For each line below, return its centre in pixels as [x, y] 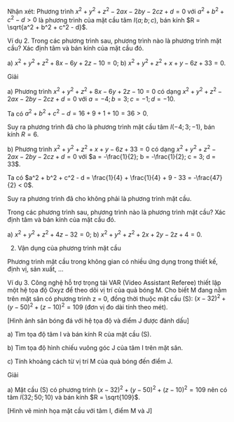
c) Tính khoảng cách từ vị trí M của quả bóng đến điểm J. [90, 361]
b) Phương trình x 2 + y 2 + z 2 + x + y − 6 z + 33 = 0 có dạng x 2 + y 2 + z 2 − [112, 148]
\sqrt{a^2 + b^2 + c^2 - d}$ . [48, 27]
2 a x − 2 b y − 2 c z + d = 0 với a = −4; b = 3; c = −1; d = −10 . [91, 99]
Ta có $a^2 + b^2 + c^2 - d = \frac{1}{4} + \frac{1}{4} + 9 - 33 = [99, 177]
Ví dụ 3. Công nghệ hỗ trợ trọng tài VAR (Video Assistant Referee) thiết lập [114, 282]
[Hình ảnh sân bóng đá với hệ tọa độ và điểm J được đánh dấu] [98, 321]
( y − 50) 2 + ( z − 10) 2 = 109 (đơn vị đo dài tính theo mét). [88, 306]
